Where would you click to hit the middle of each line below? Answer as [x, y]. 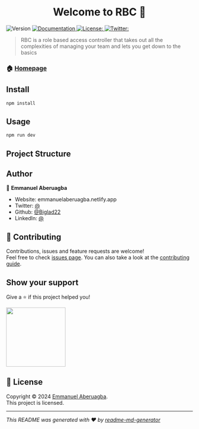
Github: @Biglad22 [38, 212]
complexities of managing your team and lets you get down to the [101, 46]
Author [19, 174]
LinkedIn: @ [29, 218]
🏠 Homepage [27, 68]
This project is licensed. [35, 402]
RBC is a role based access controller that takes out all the [92, 40]
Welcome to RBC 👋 [99, 12]
